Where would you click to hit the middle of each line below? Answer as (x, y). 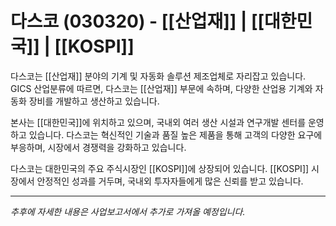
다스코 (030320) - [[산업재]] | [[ (137, 21)
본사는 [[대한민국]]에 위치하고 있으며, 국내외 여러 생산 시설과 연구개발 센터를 (158, 122)
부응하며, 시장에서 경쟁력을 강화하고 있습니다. (98, 147)
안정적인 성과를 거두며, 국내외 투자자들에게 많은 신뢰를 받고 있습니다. (170, 181)
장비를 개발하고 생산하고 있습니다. (94, 101)
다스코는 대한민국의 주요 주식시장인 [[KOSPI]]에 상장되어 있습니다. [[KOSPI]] (160, 168)
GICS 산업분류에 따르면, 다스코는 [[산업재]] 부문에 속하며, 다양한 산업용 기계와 (161, 88)
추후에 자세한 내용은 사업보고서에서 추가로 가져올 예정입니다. (128, 211)
